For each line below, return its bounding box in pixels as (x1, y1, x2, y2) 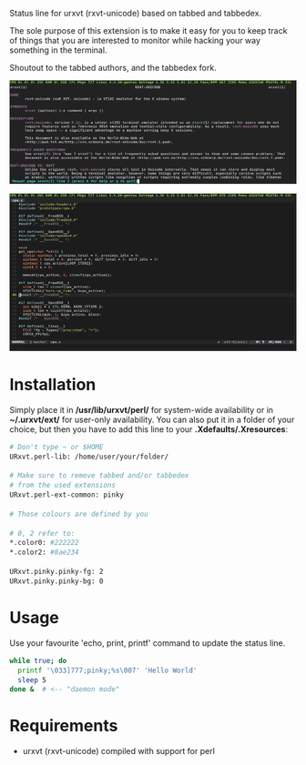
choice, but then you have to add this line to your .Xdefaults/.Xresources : (9, 423, 289, 435)
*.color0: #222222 (9, 539, 79, 548)
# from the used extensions (9, 481, 117, 490)
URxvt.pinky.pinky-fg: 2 (9, 568, 104, 577)
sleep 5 (17, 675, 47, 685)
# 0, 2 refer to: (9, 528, 76, 538)
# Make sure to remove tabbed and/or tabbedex (9, 471, 189, 480)
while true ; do (9, 656, 67, 665)
